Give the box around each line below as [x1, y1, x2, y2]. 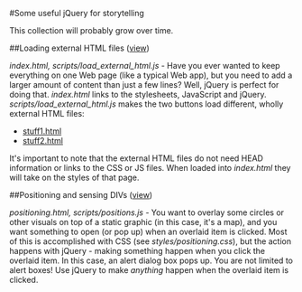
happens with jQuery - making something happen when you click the [9, 246, 266, 256]
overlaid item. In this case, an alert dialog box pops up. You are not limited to [9, 255, 293, 266]
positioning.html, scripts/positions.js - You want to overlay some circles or [9, 207, 285, 218]
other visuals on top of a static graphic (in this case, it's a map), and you [9, 217, 278, 227]
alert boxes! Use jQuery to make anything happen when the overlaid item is [9, 265, 289, 275]
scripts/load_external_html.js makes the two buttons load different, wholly [9, 99, 284, 109]
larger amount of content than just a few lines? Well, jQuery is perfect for [9, 80, 279, 89]
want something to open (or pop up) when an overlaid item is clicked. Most [9, 226, 288, 237]
